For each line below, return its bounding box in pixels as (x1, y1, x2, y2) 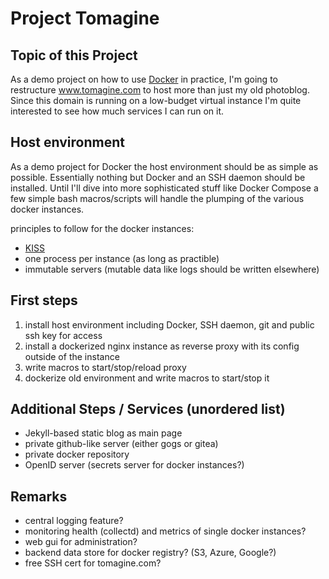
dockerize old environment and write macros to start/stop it (24, 372, 270, 384)
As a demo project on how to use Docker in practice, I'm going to (10, 73, 278, 85)
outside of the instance (24, 350, 120, 362)
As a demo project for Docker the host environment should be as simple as (10, 160, 319, 172)
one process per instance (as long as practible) (24, 252, 220, 264)
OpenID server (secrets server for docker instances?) (24, 459, 245, 471)
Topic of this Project (10, 47, 138, 64)
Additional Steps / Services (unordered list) (10, 401, 286, 418)
